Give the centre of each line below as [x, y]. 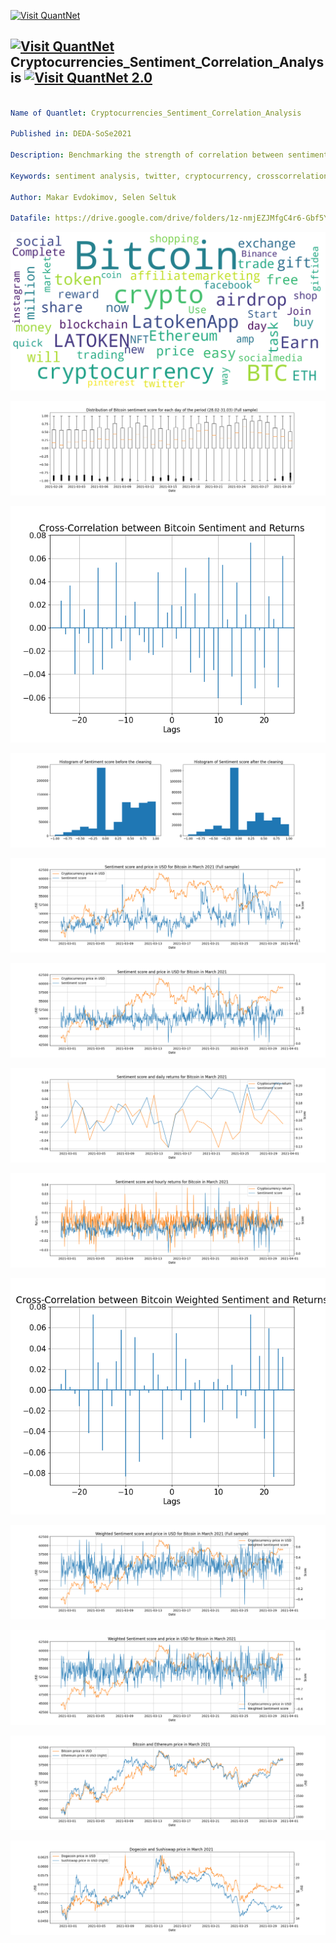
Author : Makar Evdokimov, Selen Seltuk [93, 197]
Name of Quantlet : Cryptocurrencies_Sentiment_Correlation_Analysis [156, 113]
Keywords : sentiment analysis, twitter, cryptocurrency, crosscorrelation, [171, 176]
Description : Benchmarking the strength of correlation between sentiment [169, 155]
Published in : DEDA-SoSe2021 [71, 134]
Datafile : [31, 218]
